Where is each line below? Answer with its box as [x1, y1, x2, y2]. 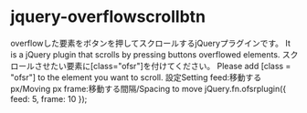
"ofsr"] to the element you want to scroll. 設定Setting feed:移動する [10, 71, 262, 83]
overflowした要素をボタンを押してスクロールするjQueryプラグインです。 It [10, 37, 291, 48]
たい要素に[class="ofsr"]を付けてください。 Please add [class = [49, 60, 291, 71]
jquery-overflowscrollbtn [10, 6, 206, 27]
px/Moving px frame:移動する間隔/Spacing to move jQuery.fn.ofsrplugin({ [10, 83, 287, 94]
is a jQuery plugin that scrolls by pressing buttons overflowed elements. [10, 48, 281, 60]
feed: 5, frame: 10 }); [10, 93, 88, 104]
